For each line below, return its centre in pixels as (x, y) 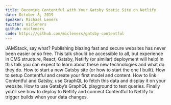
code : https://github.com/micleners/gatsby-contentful (65, 34)
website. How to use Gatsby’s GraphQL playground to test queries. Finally (83, 86)
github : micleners (25, 29)
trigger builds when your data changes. (47, 97)
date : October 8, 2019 (29, 15)
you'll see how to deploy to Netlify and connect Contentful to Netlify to (79, 91)
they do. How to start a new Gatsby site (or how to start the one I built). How (86, 70)
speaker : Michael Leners (32, 19)
